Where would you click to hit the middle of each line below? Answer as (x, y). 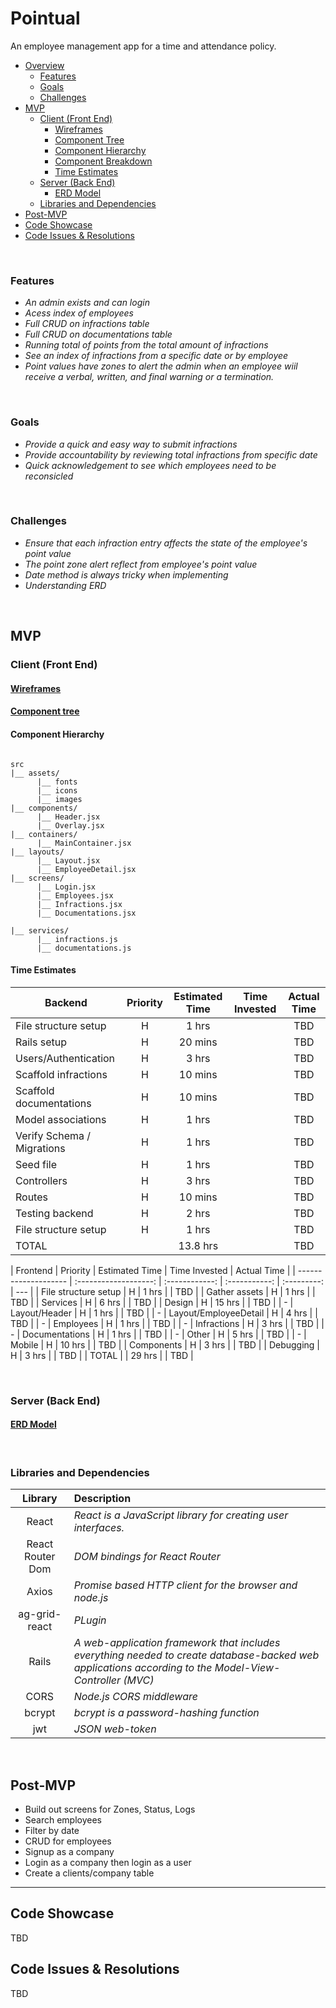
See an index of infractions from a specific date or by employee (156, 356)
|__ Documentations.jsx (86, 913)
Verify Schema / (53, 1135)
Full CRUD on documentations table (98, 334)
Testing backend (54, 1213)
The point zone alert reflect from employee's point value (141, 564)
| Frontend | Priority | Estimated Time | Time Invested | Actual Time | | (153, 1270)
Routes (31, 1197)
